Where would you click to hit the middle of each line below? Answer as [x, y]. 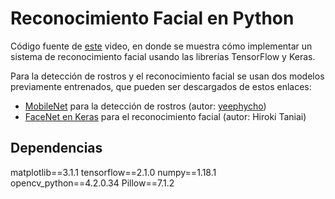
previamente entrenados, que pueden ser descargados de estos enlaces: [161, 86]
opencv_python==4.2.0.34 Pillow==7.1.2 [92, 183]
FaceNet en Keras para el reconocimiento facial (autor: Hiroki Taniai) [165, 116]
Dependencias [56, 148]
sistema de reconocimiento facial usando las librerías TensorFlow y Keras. [163, 56]
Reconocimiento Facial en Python [152, 18]
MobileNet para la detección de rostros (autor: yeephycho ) [145, 106]
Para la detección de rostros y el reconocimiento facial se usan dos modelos [167, 76]
